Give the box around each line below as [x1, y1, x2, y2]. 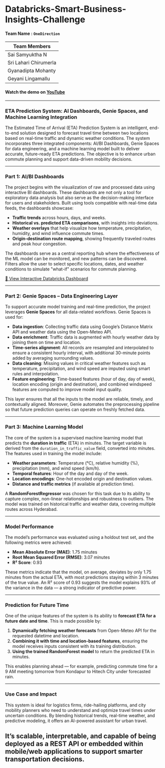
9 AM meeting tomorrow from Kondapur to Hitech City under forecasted [5, 668, 151, 674]
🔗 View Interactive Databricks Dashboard [5, 276, 88, 282]
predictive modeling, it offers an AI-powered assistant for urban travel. [5, 718, 147, 724]
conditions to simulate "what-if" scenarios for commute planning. [5, 266, 137, 272]
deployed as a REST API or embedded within [5, 740, 143, 748]
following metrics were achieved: [5, 539, 72, 545]
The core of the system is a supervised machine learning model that [5, 434, 143, 440]
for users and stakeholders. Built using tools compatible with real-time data [5, 200, 157, 206]
